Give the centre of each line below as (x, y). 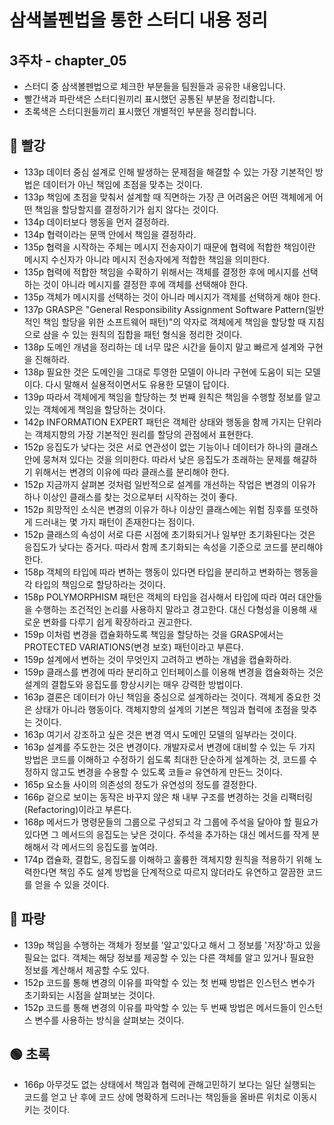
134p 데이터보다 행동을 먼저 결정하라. (96, 222)
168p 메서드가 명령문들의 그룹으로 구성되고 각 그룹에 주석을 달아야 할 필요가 (171, 822)
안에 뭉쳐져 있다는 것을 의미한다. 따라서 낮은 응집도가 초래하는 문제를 (157, 459)
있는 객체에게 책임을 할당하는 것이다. (94, 409)
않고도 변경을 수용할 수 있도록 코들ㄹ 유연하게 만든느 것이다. (166, 772)
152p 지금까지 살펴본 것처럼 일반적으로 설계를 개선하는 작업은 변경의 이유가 (169, 484)
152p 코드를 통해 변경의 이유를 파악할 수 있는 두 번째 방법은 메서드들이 (160, 1007)
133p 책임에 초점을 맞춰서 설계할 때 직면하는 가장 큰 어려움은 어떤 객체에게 (168, 197)
